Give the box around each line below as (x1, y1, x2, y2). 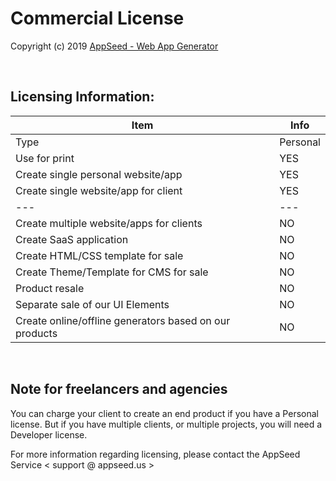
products (15, 326, 58, 340)
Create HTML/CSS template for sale (15, 248, 184, 262)
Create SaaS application (15, 232, 129, 246)
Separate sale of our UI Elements (15, 297, 170, 311)
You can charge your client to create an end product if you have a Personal (10, 407, 319, 419)
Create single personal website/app (15, 167, 183, 181)
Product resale (15, 281, 85, 295)
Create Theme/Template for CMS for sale (15, 265, 209, 279)
